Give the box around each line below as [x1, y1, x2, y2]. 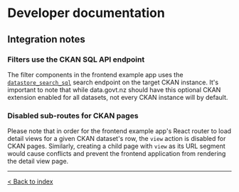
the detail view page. [7, 157, 69, 166]
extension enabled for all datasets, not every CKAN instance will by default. [7, 93, 228, 101]
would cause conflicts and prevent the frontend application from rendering [7, 149, 226, 158]
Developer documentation [7, 5, 165, 21]
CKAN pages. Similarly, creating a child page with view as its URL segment [7, 142, 225, 150]
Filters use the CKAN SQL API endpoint [7, 55, 145, 64]
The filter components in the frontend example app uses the [7, 70, 184, 79]
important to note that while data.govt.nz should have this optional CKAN [7, 85, 221, 94]
